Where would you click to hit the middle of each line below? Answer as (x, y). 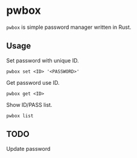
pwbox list (20, 116)
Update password (28, 148)
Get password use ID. (33, 82)
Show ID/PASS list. (29, 105)
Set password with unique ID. (43, 60)
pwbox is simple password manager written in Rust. (69, 27)
